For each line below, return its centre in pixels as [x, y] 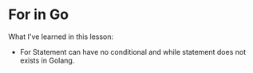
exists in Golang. [47, 60]
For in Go [39, 15]
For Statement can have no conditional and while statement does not [132, 52]
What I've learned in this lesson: [61, 36]
